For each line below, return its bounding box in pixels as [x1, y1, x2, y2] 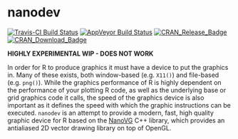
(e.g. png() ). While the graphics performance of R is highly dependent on [7, 78, 222, 86]
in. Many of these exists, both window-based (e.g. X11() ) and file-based [7, 71, 219, 79]
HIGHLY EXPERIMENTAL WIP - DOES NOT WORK [7, 49, 154, 58]
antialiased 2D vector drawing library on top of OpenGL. [7, 123, 172, 132]
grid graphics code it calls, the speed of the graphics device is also [7, 93, 205, 102]
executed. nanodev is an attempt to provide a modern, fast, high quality [7, 108, 214, 117]
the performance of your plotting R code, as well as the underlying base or [7, 86, 227, 94]
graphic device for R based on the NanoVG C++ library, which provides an [7, 115, 225, 125]
